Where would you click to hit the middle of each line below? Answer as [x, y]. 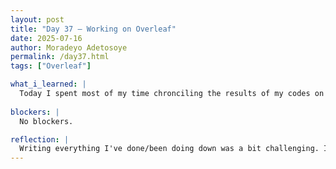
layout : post [37, 19]
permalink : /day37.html [60, 57]
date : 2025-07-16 [46, 38]
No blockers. [46, 121]
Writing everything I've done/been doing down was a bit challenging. [169, 149]
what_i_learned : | [48, 84]
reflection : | [40, 139]
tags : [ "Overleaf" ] [51, 66]
